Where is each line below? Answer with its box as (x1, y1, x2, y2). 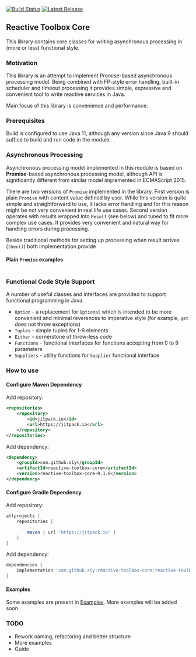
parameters (14, 346, 43, 353)
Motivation (6, 59, 38, 67)
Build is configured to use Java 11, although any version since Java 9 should (6, 130, 188, 137)
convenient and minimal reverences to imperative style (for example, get (14, 315, 188, 322)
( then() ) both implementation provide (6, 243, 96, 250)
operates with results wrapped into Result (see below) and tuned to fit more (6, 212, 188, 219)
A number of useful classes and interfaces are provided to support (6, 291, 166, 298)
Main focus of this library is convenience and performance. (6, 102, 148, 109)
